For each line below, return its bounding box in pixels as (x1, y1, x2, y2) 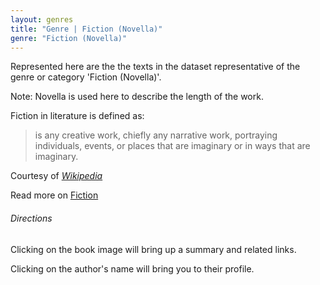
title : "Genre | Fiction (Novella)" (10, 24, 163, 34)
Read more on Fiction (10, 189, 99, 201)
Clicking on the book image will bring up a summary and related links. (10, 243, 297, 255)
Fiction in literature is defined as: (10, 110, 145, 122)
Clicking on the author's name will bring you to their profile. (10, 262, 255, 275)
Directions (10, 212, 53, 224)
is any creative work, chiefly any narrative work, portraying (34, 129, 278, 141)
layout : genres (10, 14, 74, 25)
